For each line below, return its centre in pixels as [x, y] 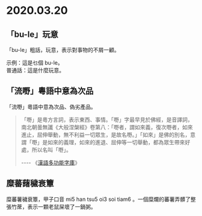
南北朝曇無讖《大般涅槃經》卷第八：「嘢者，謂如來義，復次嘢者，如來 [107, 127]
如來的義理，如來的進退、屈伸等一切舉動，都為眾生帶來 [116, 142]
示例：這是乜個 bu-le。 [35, 63]
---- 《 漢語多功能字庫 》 [50, 162]
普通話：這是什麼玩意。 [35, 70]
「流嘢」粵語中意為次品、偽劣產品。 [51, 107]
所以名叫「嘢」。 [52, 150]
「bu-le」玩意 [32, 34]
